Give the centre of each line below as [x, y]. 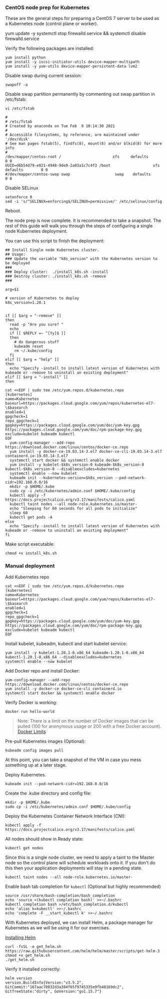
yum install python [25, 58]
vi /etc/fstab [20, 109]
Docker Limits [31, 731]
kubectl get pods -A [31, 517]
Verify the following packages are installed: [49, 49]
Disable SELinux [22, 188]
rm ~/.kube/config [33, 351]
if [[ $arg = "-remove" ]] [33, 316]
